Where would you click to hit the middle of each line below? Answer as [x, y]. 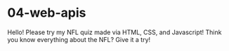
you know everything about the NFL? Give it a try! [79, 39]
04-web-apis [47, 13]
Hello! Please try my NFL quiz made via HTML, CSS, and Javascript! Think [115, 32]
